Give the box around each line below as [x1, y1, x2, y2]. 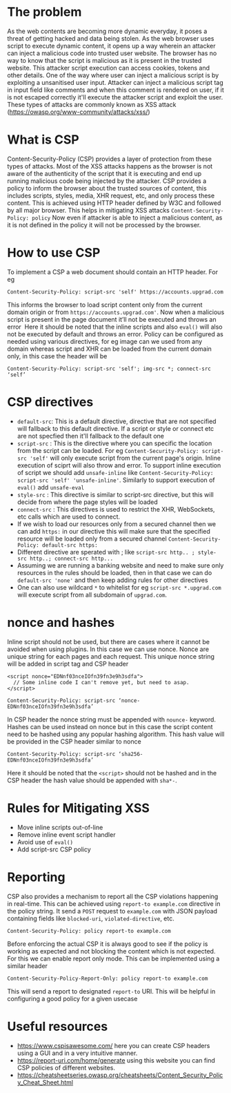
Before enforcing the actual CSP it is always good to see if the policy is [7, 940, 208, 948]
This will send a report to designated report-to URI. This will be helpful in [7, 987, 216, 995]
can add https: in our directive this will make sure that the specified [17, 527, 210, 535]
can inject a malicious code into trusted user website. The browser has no [7, 49, 217, 57]
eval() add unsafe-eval [17, 483, 85, 491]
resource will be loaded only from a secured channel [17, 534, 167, 543]
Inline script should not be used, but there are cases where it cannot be [7, 637, 210, 646]
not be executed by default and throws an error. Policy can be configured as [7, 329, 224, 338]
